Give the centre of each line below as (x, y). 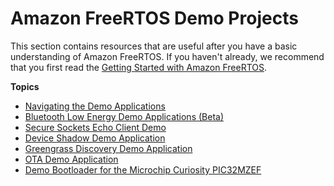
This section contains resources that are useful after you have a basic (154, 46)
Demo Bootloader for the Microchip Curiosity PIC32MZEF (143, 169)
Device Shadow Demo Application (95, 138)
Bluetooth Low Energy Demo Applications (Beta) (124, 116)
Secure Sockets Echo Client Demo (95, 127)
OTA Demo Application (71, 159)
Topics (25, 86)
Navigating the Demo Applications (95, 106)
